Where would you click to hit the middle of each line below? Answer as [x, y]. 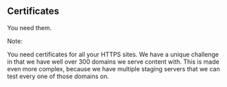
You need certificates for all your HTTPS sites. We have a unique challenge [113, 54]
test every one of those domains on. [58, 76]
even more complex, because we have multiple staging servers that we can [114, 69]
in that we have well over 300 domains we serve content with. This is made [113, 62]
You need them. [29, 27]
